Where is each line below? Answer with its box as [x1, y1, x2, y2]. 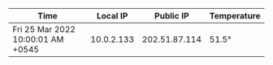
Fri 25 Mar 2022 [12, 24, 76, 35]
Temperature [209, 10, 261, 21]
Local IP [96, 10, 128, 21]
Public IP [154, 10, 189, 21]
